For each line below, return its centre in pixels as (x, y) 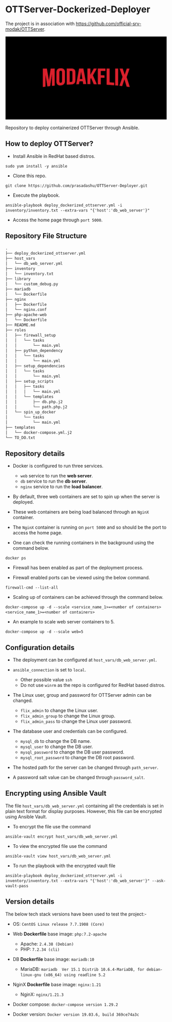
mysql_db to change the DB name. (56, 741)
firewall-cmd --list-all (32, 588)
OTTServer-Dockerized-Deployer (78, 9)
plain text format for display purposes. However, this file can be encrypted (84, 811)
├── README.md (20, 325)
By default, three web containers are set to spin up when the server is (86, 497)
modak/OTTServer (25, 29)
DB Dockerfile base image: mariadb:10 (53, 959)
